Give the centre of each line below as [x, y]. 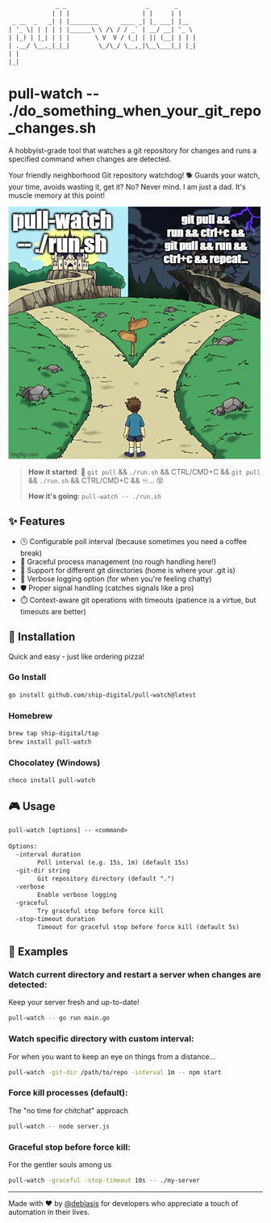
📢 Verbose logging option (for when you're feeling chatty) [116, 579]
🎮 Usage [32, 807]
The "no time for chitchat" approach [69, 1110]
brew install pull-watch [50, 742]
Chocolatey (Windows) [54, 762]
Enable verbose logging [77, 894]
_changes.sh [52, 128]
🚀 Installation [42, 637]
